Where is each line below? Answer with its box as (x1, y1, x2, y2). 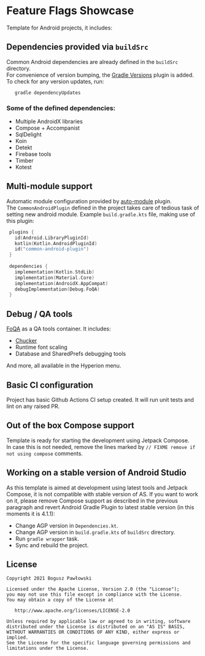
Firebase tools (15, 150, 52, 158)
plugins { (9, 228, 34, 235)
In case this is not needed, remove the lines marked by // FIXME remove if (6, 443, 196, 450)
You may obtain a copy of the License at (6, 597, 114, 603)
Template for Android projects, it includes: (6, 24, 112, 31)
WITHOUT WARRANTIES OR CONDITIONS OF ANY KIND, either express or (6, 629, 180, 636)
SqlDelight (15, 131, 42, 138)
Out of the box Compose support (6, 420, 135, 431)
